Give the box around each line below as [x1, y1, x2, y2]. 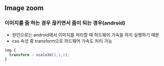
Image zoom [4, 4, 44, 12]
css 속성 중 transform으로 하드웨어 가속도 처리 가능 [11, 38, 113, 44]
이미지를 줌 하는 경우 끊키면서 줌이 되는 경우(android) [4, 20, 126, 27]
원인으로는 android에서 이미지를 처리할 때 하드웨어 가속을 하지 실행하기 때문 [11, 32, 160, 37]
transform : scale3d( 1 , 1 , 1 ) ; [9, 52, 70, 57]
